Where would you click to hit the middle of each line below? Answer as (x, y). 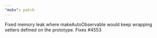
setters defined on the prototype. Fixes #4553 (53, 30)
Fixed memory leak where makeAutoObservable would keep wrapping (78, 24)
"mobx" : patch (20, 10)
